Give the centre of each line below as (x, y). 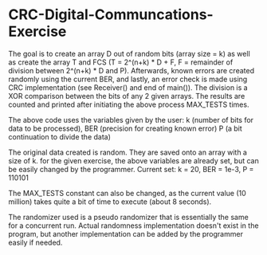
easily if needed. (35, 242)
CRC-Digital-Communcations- (111, 15)
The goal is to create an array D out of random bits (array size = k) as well (130, 53)
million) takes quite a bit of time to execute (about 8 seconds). (110, 202)
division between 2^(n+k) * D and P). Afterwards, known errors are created (132, 70)
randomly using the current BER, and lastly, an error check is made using (128, 79)
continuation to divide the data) (60, 136)
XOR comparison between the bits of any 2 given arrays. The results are (127, 96)
